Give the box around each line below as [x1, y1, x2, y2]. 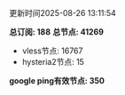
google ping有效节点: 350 [9, 75, 105, 86]
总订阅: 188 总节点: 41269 [9, 27, 105, 37]
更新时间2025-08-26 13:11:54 [9, 8, 117, 18]
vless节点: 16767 [21, 45, 83, 56]
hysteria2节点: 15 [21, 57, 84, 67]
